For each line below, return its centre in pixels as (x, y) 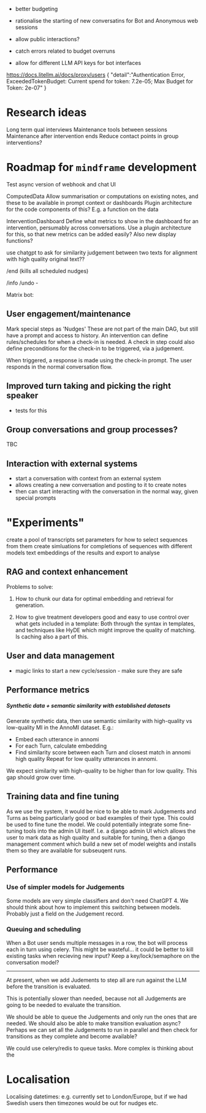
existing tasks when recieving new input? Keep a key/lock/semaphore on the (103, 955)
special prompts (36, 498)
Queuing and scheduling (44, 930)
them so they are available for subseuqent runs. (67, 850)
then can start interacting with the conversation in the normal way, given (106, 491)
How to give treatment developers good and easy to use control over (102, 617)
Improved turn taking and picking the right (89, 386)
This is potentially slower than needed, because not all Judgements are (96, 998)
